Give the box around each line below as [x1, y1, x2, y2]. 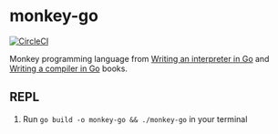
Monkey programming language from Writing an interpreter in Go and [9, 53, 270, 64]
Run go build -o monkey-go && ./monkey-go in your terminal [22, 113, 248, 124]
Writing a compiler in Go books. [9, 63, 128, 74]
